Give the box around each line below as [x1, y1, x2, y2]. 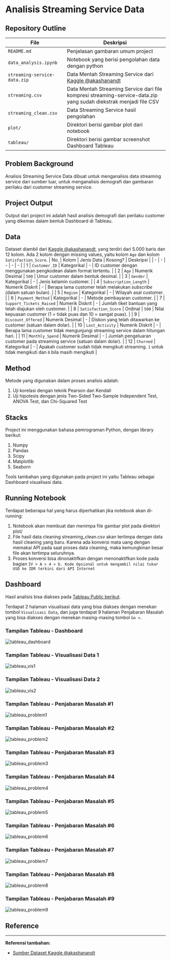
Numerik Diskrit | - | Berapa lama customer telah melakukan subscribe [5, 284, 153, 290]
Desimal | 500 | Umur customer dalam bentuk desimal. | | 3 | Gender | [5, 273, 148, 279]
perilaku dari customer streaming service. [5, 184, 93, 190]
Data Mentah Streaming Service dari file [67, 85, 162, 92]
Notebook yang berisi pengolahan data [67, 56, 160, 63]
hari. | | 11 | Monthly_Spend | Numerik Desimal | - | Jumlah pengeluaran [5, 333, 152, 339]
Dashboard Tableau [67, 142, 114, 149]
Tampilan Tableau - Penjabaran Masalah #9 [5, 895, 115, 902]
